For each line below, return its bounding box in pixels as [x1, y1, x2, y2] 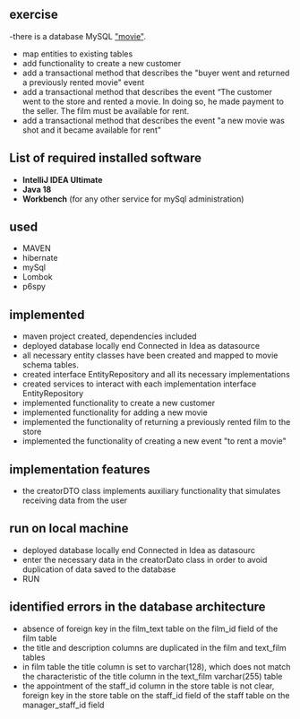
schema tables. [21, 359, 79, 370]
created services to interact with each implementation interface [21, 378, 257, 389]
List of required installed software [9, 151, 201, 166]
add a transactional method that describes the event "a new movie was [21, 115, 285, 126]
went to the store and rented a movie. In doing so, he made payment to [21, 96, 285, 107]
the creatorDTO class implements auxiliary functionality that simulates [21, 486, 281, 497]
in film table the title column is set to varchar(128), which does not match [21, 661, 291, 671]
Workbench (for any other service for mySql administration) [21, 193, 244, 204]
